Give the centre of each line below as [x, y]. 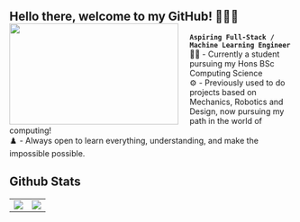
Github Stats [45, 182]
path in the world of [226, 120]
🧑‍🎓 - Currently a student [235, 54]
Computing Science [226, 73]
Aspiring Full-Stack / [232, 37]
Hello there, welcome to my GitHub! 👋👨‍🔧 [124, 17]
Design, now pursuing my [237, 111]
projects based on [223, 92]
